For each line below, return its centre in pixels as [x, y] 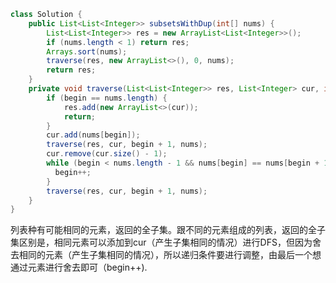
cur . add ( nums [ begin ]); [93, 135]
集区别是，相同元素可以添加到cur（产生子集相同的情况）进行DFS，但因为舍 [166, 242]
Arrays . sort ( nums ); [87, 51]
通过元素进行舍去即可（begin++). [79, 267]
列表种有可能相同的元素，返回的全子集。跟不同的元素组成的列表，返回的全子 [168, 230]
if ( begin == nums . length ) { [107, 98]
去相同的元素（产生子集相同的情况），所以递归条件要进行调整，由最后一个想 [166, 255]
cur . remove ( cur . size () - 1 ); [107, 154]
